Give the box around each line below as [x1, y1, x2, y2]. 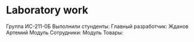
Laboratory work [6, 3, 89, 17]
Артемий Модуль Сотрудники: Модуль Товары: [6, 29, 124, 36]
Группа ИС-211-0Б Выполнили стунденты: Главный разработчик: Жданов [6, 23, 189, 30]
